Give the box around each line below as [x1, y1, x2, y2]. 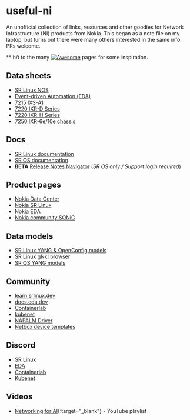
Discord [6, 340, 36, 351]
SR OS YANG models [14, 259, 66, 266]
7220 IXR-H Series [14, 111, 61, 118]
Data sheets [6, 71, 51, 81]
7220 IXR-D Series [14, 105, 60, 112]
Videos [6, 392, 33, 402]
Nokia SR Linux [14, 202, 52, 209]
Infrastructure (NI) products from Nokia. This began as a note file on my [6, 29, 180, 36]
